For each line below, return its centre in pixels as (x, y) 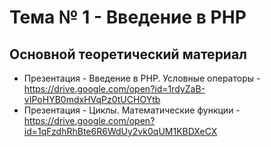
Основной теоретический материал (128, 54)
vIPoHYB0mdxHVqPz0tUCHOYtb (92, 99)
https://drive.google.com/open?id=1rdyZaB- (114, 89)
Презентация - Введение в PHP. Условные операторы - (142, 78)
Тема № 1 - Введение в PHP (128, 17)
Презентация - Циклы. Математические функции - (132, 110)
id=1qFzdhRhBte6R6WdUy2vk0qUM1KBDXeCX (120, 131)
